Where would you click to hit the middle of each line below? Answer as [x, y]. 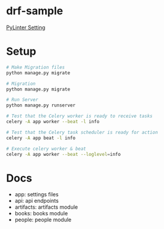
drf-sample [35, 11]
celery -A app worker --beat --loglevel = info [63, 154]
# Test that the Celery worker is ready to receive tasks [79, 116]
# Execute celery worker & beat [46, 149]
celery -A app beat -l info [41, 138]
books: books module [41, 214]
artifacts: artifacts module [46, 207]
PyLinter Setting [26, 27]
